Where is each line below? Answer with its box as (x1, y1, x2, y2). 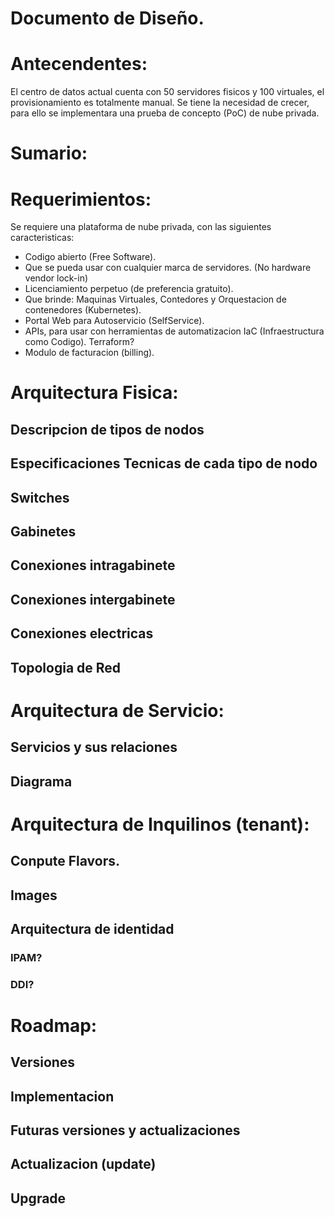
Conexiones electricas (10, 625, 154, 642)
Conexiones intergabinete (10, 591, 176, 608)
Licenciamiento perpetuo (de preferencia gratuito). (24, 283, 234, 295)
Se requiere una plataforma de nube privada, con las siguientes (10, 221, 272, 233)
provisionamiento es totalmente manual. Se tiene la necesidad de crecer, (10, 97, 310, 109)
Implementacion (10, 1088, 115, 1105)
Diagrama (10, 773, 73, 790)
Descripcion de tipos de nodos (10, 421, 205, 438)
